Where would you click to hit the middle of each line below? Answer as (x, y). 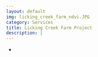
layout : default (26, 11)
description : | (24, 33)
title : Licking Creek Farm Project (49, 28)
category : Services (30, 22)
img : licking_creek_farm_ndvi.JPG (48, 17)
